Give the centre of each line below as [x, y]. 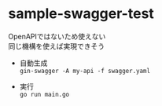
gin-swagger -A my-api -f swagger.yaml [85, 71]
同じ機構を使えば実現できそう [56, 46]
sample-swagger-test [81, 14]
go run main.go [44, 94]
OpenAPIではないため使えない [57, 36]
